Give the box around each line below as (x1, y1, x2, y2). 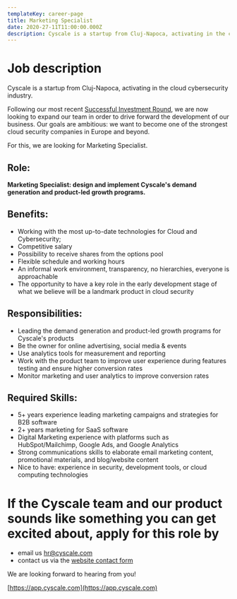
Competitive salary (17, 242, 73, 251)
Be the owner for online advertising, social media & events (17, 341, 187, 350)
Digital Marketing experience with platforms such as (17, 433, 169, 441)
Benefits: (7, 208, 49, 220)
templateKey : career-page (7, 10, 83, 18)
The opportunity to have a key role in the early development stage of (17, 280, 217, 288)
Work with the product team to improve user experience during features (17, 356, 227, 364)
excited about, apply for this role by (7, 526, 219, 541)
